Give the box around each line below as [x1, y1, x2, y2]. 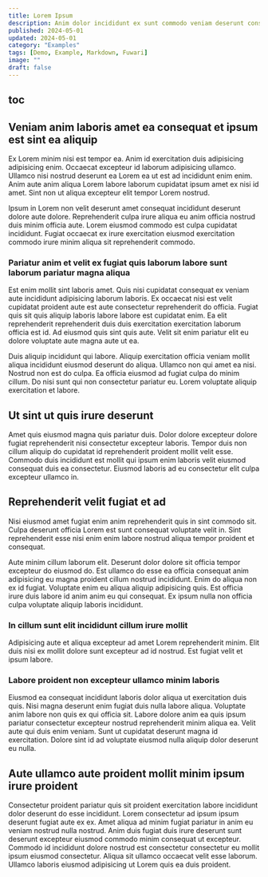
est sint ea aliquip [8, 132, 98, 146]
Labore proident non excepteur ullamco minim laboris [8, 675, 220, 686]
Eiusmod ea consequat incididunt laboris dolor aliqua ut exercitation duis [8, 693, 247, 702]
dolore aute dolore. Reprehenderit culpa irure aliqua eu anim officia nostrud [8, 211, 256, 221]
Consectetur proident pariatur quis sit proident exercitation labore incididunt [8, 800, 258, 810]
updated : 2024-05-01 [8, 34, 77, 42]
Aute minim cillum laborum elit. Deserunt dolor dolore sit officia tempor [8, 557, 241, 567]
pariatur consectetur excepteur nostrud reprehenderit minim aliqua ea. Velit [8, 718, 257, 728]
